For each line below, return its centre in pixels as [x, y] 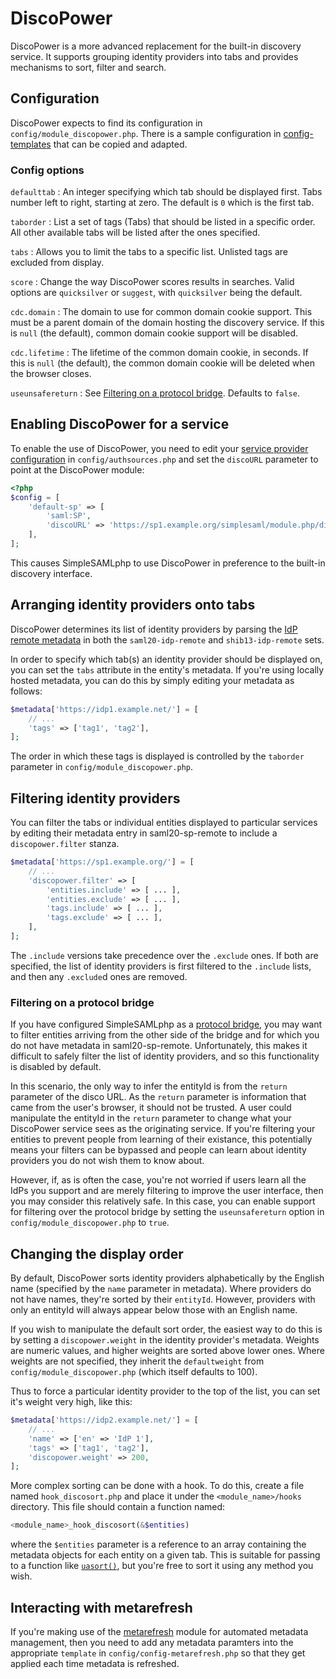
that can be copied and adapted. [120, 144]
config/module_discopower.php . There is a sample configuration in [146, 133]
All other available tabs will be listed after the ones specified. [135, 233]
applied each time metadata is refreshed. [95, 1664]
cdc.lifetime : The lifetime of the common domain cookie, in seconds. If [159, 353]
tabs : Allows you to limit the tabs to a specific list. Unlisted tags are [149, 252]
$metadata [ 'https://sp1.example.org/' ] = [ [102, 862]
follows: [26, 691]
